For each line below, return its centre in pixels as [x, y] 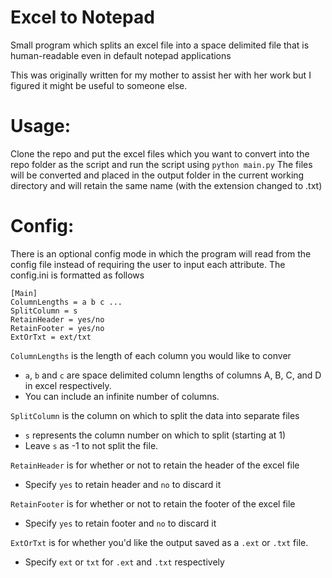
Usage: [41, 126]
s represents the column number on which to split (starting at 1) [155, 435]
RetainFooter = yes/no [57, 328]
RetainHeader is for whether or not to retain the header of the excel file [155, 465]
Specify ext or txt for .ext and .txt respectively [124, 562]
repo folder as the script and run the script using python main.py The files [161, 164]
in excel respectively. [68, 385]
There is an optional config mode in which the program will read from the [161, 253]
